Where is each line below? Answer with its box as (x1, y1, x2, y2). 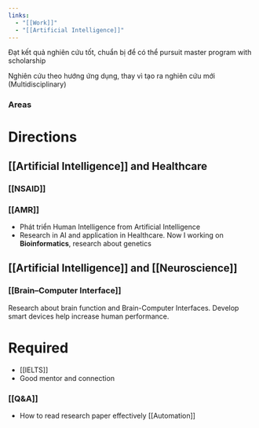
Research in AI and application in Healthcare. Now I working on (19, 231, 224, 240)
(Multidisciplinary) (8, 79, 67, 89)
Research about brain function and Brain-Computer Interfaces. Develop (8, 303, 239, 312)
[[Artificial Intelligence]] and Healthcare (8, 159, 208, 173)
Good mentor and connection (19, 373, 115, 382)
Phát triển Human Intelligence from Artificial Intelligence (19, 222, 201, 232)
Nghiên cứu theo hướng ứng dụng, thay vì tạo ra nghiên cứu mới (8, 72, 216, 81)
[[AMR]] (8, 204, 39, 215)
